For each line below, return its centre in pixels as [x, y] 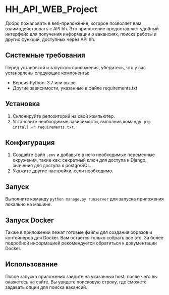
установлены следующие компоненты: [47, 73]
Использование [32, 264]
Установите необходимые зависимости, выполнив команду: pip [81, 121]
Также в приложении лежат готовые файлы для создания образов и [79, 232]
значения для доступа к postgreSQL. [52, 166]
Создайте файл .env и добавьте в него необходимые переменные [84, 155]
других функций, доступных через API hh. [50, 39]
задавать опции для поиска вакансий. [46, 287]
